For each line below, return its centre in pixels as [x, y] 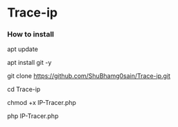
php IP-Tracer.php [33, 116]
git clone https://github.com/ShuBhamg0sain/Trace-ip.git [89, 76]
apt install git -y [29, 63]
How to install [30, 35]
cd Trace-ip [24, 89]
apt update [23, 49]
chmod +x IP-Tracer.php [42, 103]
